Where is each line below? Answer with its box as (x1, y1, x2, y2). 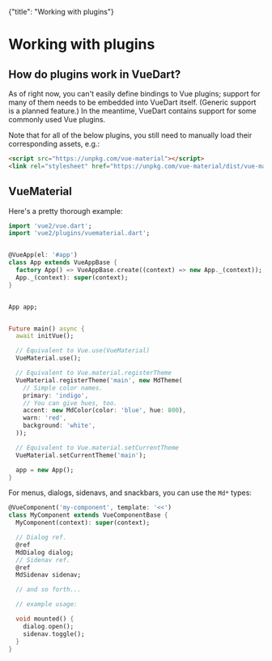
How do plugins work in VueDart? (8, 67, 181, 81)
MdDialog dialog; (15, 548, 74, 557)
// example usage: (15, 600, 79, 608)
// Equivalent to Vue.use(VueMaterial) (15, 347, 151, 355)
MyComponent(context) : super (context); (15, 518, 151, 527)
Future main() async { (8, 324, 85, 333)
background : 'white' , (23, 421, 96, 430)
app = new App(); (15, 466, 74, 474)
